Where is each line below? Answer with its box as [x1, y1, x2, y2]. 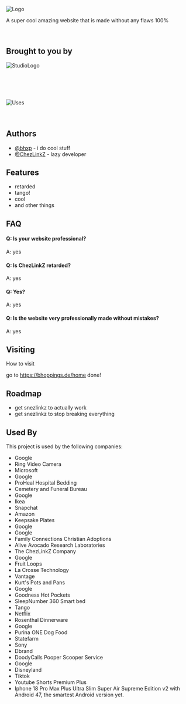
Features [6, 168, 39, 178]
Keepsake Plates [14, 517, 55, 524]
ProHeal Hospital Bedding [14, 479, 77, 486]
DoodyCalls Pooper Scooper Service [14, 654, 104, 661]
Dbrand [14, 648, 33, 655]
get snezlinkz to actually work [14, 404, 87, 411]
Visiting [6, 345, 35, 355]
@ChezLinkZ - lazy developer [14, 150, 87, 158]
